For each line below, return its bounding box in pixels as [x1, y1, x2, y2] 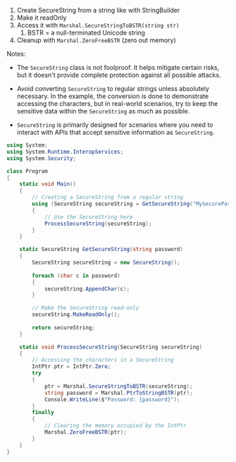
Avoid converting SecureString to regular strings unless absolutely [16, 85, 209, 92]
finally [32, 409, 54, 416]
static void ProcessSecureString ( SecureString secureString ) [19, 344, 202, 351]
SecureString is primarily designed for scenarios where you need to [16, 121, 213, 129]
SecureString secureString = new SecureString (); [32, 259, 180, 266]
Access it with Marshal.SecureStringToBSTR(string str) [16, 21, 180, 29]
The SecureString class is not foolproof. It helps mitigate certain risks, [16, 63, 220, 71]
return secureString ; [32, 324, 96, 331]
